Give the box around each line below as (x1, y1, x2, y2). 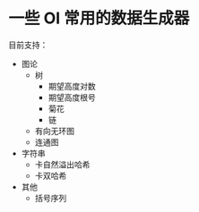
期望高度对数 (48, 81, 96, 91)
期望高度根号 (48, 91, 96, 103)
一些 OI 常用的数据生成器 (8, 8, 190, 29)
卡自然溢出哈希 (34, 158, 91, 170)
